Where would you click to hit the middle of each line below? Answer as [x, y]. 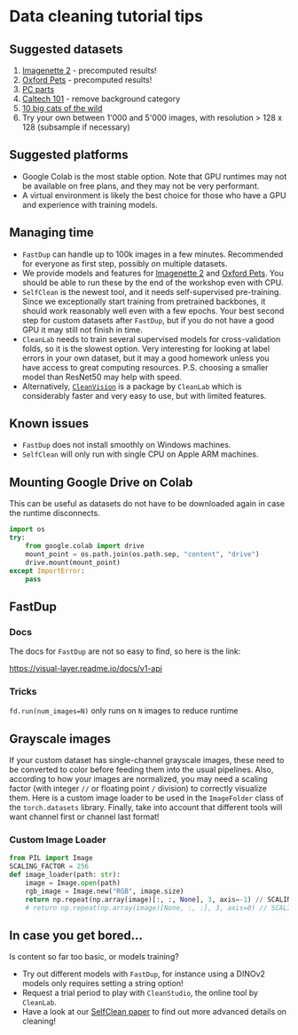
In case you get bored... [76, 935]
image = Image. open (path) [73, 883]
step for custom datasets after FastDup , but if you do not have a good [148, 320]
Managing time [52, 233]
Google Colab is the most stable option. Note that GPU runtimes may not [154, 176]
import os [27, 529]
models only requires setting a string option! [102, 983]
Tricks [23, 691]
